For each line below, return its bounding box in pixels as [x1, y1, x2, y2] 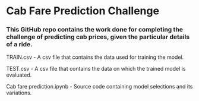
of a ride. [6, 40, 33, 49]
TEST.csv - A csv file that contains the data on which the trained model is [6, 65, 186, 72]
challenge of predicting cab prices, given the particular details [6, 33, 190, 41]
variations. [6, 89, 32, 96]
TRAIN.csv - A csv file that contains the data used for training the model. [6, 53, 184, 61]
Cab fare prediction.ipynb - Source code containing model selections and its [6, 83, 193, 90]
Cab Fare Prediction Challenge [6, 4, 159, 18]
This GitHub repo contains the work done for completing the [6, 26, 183, 34]
